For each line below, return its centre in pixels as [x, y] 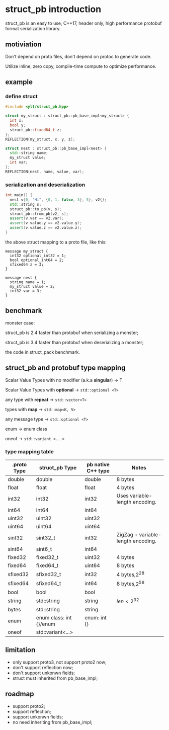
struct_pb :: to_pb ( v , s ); [36, 209]
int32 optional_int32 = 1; [38, 256]
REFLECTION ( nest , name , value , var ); [45, 172]
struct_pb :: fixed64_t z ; [36, 130]
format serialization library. [33, 28]
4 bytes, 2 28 [131, 574]
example [19, 82]
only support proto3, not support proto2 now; [59, 662]
